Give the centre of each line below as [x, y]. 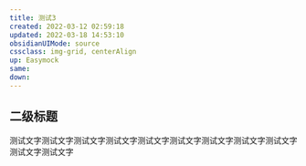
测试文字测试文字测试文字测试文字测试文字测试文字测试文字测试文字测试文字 [153, 140]
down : [20, 78]
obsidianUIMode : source [55, 43]
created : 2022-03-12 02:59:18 [67, 26]
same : [20, 69]
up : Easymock [34, 60]
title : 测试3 [33, 18]
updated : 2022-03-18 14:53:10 [67, 35]
